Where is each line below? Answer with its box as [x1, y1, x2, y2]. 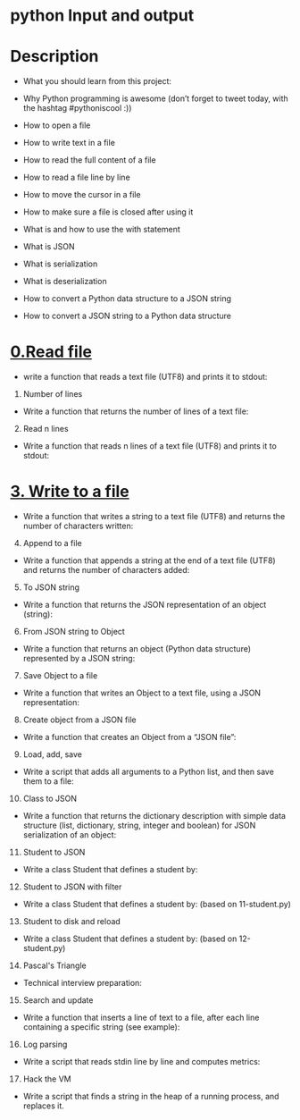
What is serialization [22, 258, 98, 269]
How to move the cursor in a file [22, 189, 141, 200]
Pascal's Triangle [22, 960, 87, 971]
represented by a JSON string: [22, 653, 136, 663]
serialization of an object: [22, 829, 117, 840]
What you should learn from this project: [22, 76, 172, 87]
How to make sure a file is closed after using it [22, 206, 194, 217]
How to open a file [22, 120, 91, 131]
